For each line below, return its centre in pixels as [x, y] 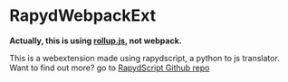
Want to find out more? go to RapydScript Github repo [110, 68]
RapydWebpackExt [83, 16]
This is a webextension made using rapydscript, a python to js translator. [145, 58]
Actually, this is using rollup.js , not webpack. [96, 41]
